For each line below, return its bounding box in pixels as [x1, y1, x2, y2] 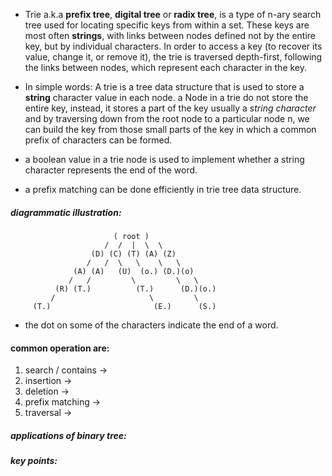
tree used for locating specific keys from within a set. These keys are [24, 19, 310, 31]
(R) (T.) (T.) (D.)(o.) [54, 284, 217, 294]
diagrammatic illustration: [10, 206, 122, 218]
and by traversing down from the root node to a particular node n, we [24, 113, 310, 124]
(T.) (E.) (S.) [32, 301, 217, 311]
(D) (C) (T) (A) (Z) [90, 249, 177, 259]
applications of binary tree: [10, 429, 127, 441]
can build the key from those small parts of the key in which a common [24, 124, 317, 135]
